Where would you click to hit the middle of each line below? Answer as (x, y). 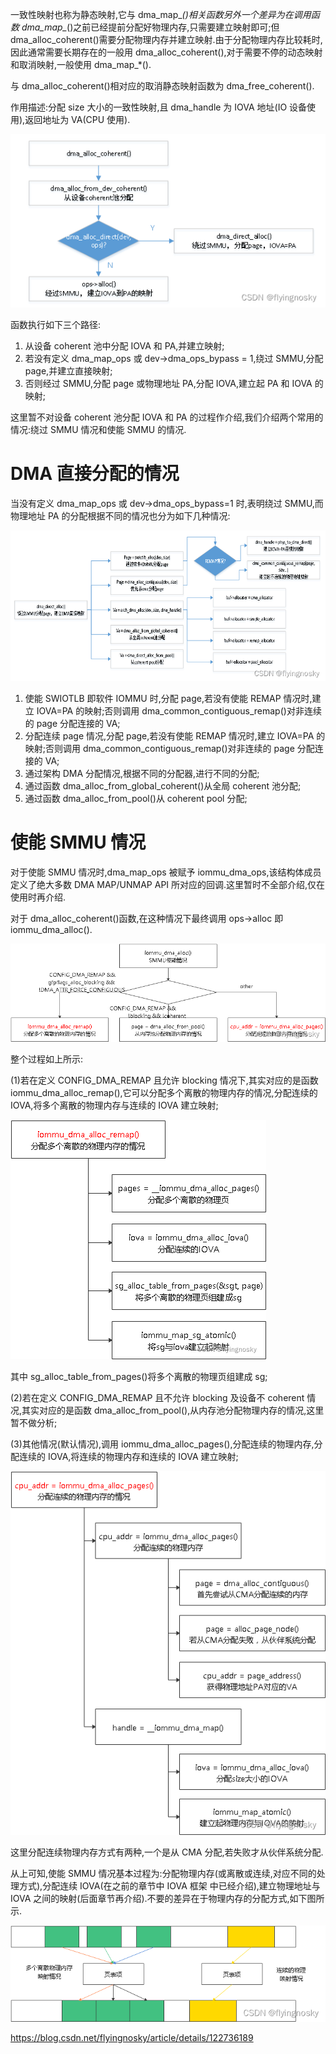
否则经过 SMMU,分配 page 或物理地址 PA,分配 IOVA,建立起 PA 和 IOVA (168, 384)
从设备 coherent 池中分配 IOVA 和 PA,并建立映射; (124, 346)
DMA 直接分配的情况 (95, 474)
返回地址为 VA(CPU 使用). (77, 119)
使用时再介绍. (38, 897)
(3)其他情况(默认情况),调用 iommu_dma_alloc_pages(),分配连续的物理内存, (162, 1444)
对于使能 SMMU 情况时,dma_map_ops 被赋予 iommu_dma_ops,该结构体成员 (166, 872)
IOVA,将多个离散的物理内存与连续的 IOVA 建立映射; (114, 1105)
